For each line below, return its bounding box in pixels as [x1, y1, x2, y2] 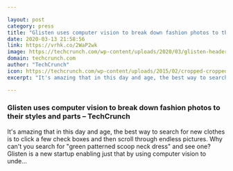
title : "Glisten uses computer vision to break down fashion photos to [7, 29, 218, 36]
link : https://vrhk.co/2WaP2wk [7, 42, 98, 49]
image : [7, 48, 26, 55]
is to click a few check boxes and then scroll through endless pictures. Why [7, 134, 223, 143]
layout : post [7, 16, 45, 23]
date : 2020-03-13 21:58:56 [7, 35, 85, 42]
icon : [7, 67, 23, 75]
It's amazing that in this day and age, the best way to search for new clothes [7, 127, 225, 136]
